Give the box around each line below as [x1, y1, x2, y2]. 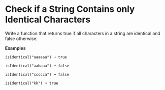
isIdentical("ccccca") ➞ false [5, 72, 69, 77]
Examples [5, 45, 26, 51]
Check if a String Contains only [5, 3, 135, 15]
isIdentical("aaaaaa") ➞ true [5, 54, 67, 60]
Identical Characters [5, 14, 91, 25]
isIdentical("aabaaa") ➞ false [5, 63, 69, 68]
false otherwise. [5, 36, 38, 42]
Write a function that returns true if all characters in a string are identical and [5, 30, 161, 36]
